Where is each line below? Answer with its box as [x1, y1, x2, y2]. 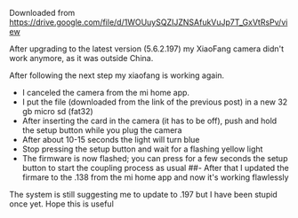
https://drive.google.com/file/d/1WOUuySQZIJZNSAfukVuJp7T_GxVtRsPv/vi [9, 17, 288, 27]
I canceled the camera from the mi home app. [21, 88, 189, 97]
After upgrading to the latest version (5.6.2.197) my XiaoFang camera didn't [9, 43, 285, 54]
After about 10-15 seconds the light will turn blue [21, 135, 200, 144]
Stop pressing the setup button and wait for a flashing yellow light [21, 144, 263, 154]
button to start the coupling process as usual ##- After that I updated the [21, 163, 289, 173]
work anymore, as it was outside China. [9, 53, 154, 63]
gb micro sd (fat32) [21, 106, 93, 116]
